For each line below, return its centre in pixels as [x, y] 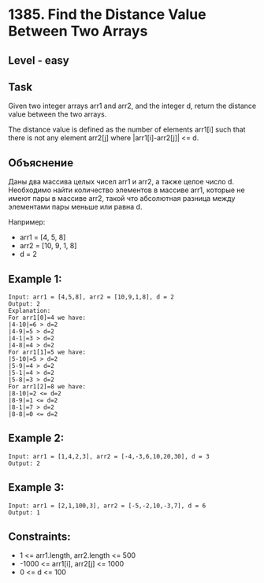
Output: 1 [24, 512]
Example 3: [36, 487]
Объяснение [41, 163]
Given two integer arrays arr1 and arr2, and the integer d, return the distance [132, 106]
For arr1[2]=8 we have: [47, 387]
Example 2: [36, 438]
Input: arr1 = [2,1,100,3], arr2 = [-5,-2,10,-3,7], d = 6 [107, 506]
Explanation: [30, 311]
